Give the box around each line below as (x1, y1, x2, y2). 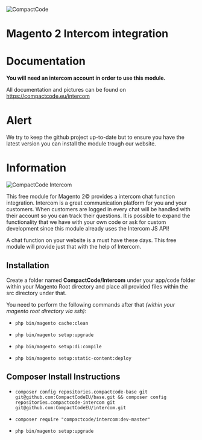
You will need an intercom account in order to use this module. (6, 74, 166, 81)
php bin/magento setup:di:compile (14, 343, 102, 349)
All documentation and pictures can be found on (6, 86, 127, 94)
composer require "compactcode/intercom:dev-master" (14, 416, 151, 422)
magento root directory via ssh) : (6, 307, 87, 314)
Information (6, 161, 66, 175)
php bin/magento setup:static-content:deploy (14, 355, 131, 362)
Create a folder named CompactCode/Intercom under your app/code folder (6, 276, 196, 284)
